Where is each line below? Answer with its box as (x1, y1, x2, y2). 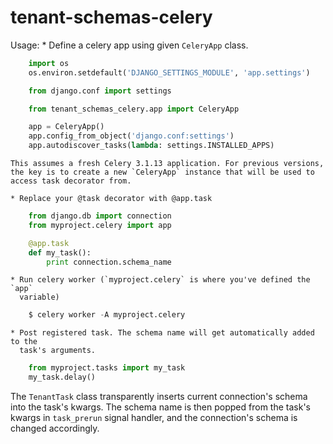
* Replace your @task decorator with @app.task (10, 194, 213, 204)
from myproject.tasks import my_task (28, 363, 186, 373)
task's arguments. (19, 346, 97, 356)
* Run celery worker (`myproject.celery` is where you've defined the (10, 275, 311, 285)
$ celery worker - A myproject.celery (28, 310, 186, 320)
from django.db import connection (28, 211, 172, 221)
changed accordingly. (10, 422, 100, 435)
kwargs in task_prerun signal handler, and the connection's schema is (10, 412, 298, 424)
